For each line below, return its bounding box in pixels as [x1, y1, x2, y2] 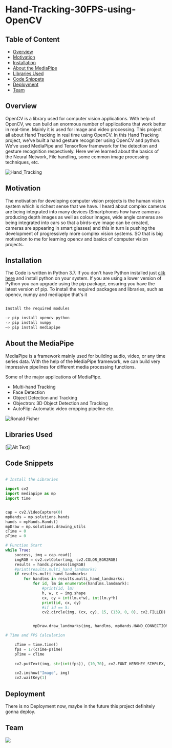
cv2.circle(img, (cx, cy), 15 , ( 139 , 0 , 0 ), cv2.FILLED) [41, 610, 166, 615]
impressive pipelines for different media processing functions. [5, 363, 136, 370]
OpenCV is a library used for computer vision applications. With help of [5, 115, 156, 121]
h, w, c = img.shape [41, 590, 86, 596]
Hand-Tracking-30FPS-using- [5, 4, 136, 15]
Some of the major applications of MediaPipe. [5, 374, 102, 380]
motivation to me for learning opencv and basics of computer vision [5, 235, 148, 242]
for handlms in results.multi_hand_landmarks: [24, 576, 125, 581]
